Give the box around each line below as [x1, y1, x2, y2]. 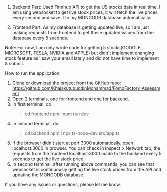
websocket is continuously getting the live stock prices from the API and [12, 167, 161, 172]
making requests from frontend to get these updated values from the [12, 30, 154, 35]
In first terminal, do [12, 101, 51, 107]
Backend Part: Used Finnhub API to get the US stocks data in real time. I [12, 4, 161, 10]
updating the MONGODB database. [12, 172, 85, 178]
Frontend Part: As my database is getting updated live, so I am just [12, 24, 149, 30]
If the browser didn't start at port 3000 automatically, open [12, 140, 134, 146]
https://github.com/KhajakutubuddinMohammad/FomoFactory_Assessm [12, 85, 161, 91]
